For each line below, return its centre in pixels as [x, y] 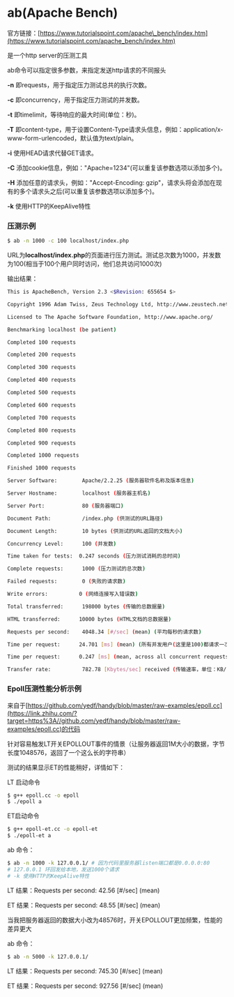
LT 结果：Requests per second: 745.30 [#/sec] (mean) [85, 970]
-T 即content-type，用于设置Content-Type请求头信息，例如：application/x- [115, 129]
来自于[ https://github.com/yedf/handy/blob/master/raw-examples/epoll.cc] [115, 705]
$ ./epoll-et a [29, 836]
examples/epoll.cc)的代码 [44, 729]
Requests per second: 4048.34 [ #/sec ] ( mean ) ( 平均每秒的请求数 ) [104, 632]
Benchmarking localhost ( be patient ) [62, 329]
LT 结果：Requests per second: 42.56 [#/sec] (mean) [84, 890]
